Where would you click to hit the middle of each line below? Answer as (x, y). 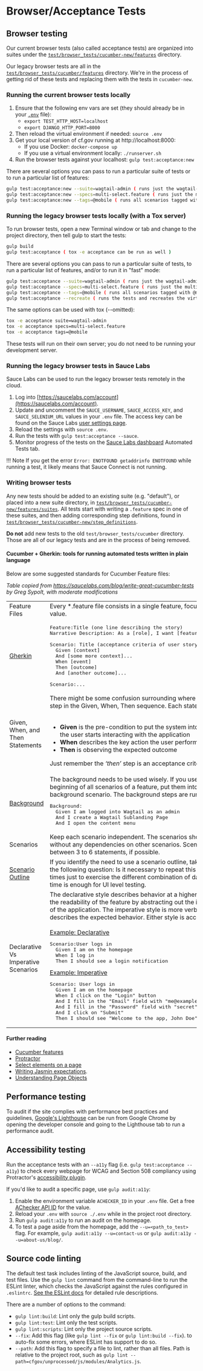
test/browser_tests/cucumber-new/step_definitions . (72, 521)
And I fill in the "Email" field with (109, 1001)
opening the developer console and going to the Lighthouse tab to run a (96, 1124)
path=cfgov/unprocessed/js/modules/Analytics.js (77, 1362)
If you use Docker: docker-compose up (71, 147)
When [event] (73, 661)
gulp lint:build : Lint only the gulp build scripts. (75, 1316)
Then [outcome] (76, 667)
